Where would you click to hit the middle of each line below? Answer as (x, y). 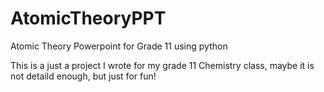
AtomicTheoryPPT (88, 18)
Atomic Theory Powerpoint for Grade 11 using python (119, 46)
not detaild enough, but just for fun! (83, 76)
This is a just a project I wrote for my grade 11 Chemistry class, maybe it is (162, 65)
